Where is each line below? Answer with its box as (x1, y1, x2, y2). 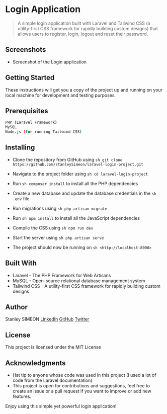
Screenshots (5, 45, 46, 54)
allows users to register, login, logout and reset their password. (17, 31, 148, 37)
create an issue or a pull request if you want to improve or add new (12, 388, 152, 394)
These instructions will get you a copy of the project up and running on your (5, 87, 162, 93)
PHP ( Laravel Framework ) (5, 120, 57, 125)
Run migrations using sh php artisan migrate (12, 205, 107, 211)
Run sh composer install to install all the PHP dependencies (12, 180, 138, 187)
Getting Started (5, 73, 55, 82)
